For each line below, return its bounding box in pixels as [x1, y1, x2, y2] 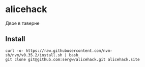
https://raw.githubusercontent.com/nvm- [25, 48, 113, 53]
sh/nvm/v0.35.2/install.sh [5, 52, 63, 57]
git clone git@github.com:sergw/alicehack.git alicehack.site [5, 57, 140, 62]
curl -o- [5, 48, 24, 53]
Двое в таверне [5, 20, 40, 26]
